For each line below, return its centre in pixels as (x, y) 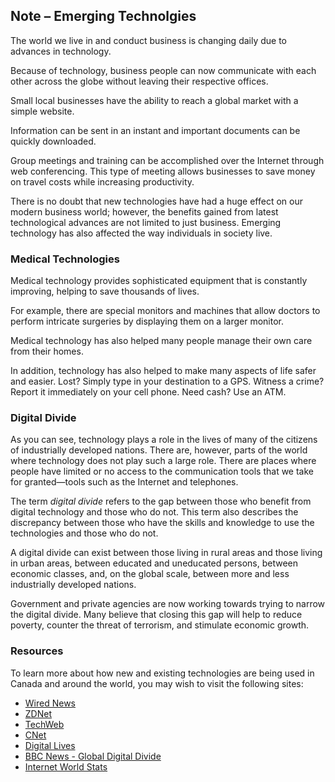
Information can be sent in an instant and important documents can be (155, 130)
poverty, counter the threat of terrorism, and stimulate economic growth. (160, 625)
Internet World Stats (66, 766)
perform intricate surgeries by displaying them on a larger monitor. (147, 321)
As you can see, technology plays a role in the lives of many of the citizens (164, 440)
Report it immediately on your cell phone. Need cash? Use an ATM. (148, 392)
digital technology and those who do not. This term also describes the (154, 512)
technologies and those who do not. (84, 533)
